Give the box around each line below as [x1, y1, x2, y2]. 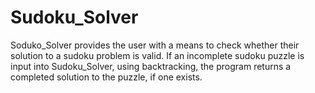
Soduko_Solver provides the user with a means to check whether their [10, 39, 300, 51]
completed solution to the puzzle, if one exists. [10, 71, 203, 83]
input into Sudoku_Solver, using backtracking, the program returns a [10, 60, 292, 72]
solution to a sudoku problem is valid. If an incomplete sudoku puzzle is [10, 49, 305, 61]
